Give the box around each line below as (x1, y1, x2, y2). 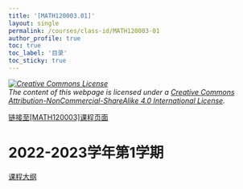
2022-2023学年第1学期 (8, 144, 164, 162)
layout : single (8, 19, 60, 27)
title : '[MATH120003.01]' (8, 11, 95, 20)
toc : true (8, 42, 42, 50)
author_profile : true (8, 34, 81, 43)
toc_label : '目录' (8, 49, 68, 57)
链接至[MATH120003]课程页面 (8, 112, 109, 121)
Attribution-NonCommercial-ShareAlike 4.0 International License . (8, 96, 225, 105)
